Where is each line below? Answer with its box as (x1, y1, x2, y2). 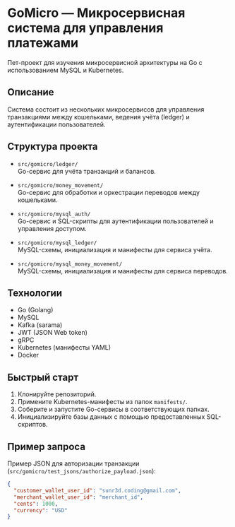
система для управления (7, 20, 164, 36)
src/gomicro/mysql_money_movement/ (17, 260, 123, 268)
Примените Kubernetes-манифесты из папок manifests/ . (17, 398, 188, 406)
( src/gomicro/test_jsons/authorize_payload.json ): (7, 467, 157, 475)
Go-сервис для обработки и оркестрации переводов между (17, 188, 200, 196)
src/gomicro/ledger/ (17, 160, 78, 167)
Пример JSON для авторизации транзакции (7, 459, 140, 468)
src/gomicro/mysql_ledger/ (17, 239, 97, 247)
